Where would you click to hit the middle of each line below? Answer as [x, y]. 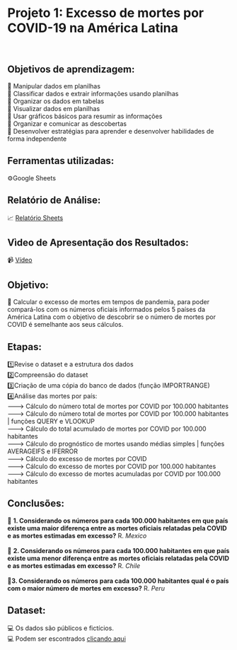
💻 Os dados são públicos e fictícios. [61, 628]
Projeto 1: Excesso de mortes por [105, 13]
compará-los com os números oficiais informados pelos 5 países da [106, 310]
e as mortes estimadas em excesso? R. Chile [74, 565]
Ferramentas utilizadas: [61, 161]
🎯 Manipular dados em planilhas [54, 86]
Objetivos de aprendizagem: [71, 69]
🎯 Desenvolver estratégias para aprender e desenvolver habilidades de [111, 131]
